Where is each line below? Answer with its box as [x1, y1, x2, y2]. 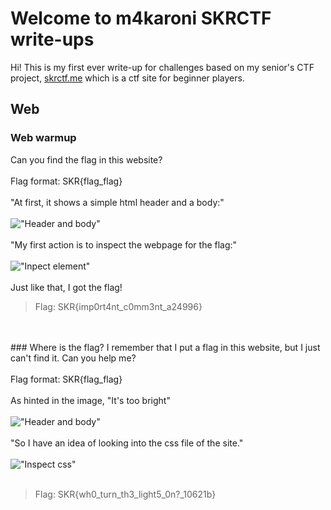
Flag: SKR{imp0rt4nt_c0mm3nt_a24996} [34, 300, 203, 312]
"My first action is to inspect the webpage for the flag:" [10, 238, 238, 251]
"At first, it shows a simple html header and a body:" [10, 196, 225, 208]
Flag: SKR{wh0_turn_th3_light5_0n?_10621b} [34, 488, 217, 500]
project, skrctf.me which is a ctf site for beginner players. [10, 72, 245, 84]
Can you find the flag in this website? [10, 153, 163, 166]
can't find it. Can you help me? [10, 352, 137, 364]
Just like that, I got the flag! [10, 281, 123, 293]
